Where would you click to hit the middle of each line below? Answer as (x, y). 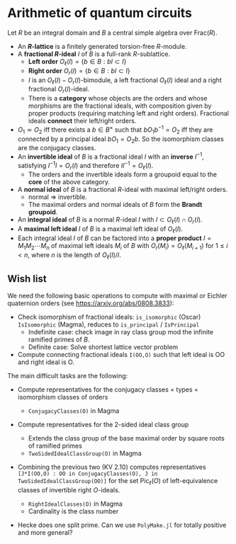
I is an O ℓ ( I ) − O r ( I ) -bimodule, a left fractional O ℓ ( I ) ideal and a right (125, 81)
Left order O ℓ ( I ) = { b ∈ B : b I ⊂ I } (77, 62)
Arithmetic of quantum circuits (100, 13)
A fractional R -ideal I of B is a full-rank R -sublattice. (94, 54)
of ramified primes (55, 446)
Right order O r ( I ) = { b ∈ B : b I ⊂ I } (79, 71)
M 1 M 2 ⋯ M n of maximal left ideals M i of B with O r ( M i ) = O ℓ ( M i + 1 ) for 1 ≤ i (123, 246)
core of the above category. (69, 182)
